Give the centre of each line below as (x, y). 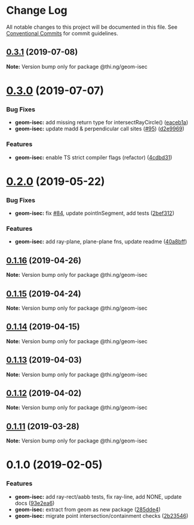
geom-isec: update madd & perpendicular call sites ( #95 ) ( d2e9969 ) (100, 129)
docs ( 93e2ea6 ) (35, 503)
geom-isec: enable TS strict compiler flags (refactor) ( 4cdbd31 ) (93, 157)
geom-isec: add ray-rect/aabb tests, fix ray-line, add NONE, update (98, 496)
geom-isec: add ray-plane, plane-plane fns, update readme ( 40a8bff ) (101, 242)
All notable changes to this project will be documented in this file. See (92, 27)
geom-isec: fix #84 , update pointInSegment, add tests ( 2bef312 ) (95, 213)
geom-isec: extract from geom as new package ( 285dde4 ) (88, 509)
